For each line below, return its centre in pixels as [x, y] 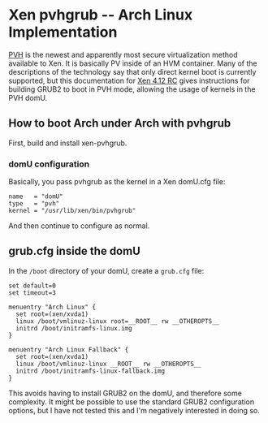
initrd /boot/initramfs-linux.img [74, 328]
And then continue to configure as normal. [79, 226]
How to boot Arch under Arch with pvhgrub [120, 123]
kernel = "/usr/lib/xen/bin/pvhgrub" [72, 211]
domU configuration [49, 164]
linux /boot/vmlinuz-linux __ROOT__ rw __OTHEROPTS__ [108, 364]
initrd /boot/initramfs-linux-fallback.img [90, 371]
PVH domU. [28, 97]
